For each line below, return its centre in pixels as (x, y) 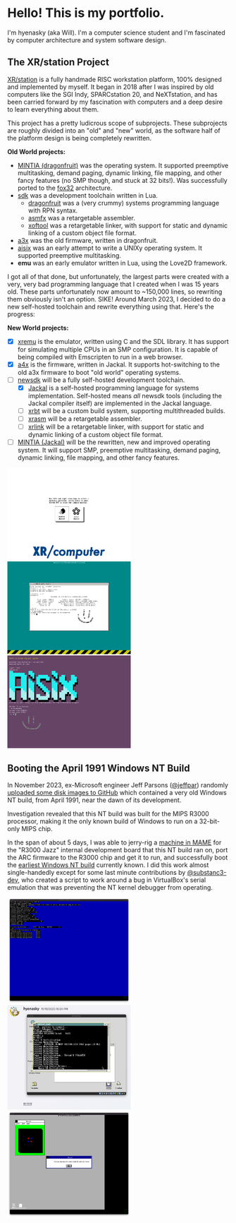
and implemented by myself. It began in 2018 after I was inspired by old (111, 87)
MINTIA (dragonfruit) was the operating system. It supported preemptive (123, 165)
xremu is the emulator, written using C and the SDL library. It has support (123, 341)
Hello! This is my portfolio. (86, 13)
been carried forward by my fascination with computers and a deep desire (115, 102)
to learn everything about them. (53, 109)
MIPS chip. (37, 829)
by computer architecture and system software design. (87, 40)
